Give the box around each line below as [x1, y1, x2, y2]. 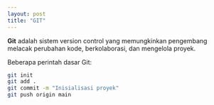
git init [7, 72, 33, 79]
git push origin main [7, 92, 72, 99]
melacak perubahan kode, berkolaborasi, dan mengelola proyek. [7, 44, 196, 52]
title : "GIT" [7, 17, 46, 24]
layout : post [7, 10, 46, 18]
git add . [7, 78, 37, 85]
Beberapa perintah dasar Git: [7, 57, 92, 66]
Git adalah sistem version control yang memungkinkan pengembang [7, 36, 208, 45]
